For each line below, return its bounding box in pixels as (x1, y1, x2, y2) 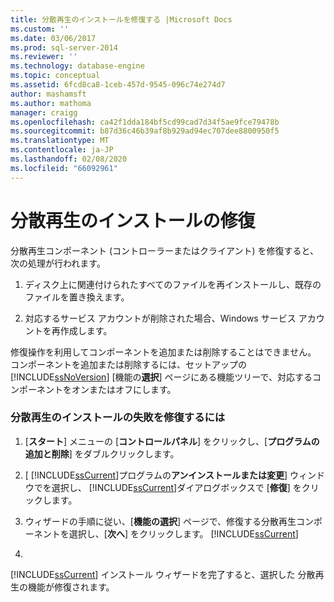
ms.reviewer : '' (10, 52, 78, 62)
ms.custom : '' (10, 24, 70, 34)
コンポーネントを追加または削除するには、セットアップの (10, 358, 247, 370)
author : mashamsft (10, 89, 87, 99)
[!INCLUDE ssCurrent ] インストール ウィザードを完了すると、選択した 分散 (10, 568, 316, 580)
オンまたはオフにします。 (71, 383, 177, 395)
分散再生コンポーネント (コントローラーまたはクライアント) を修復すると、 (10, 244, 319, 256)
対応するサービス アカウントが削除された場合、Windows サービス (24, 312, 297, 324)
